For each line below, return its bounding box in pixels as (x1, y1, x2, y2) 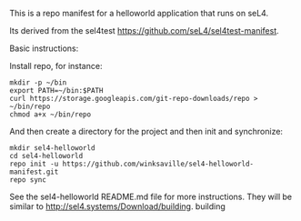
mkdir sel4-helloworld (9, 144, 95, 153)
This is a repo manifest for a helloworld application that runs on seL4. (9, 8, 269, 18)
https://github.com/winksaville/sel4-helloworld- (62, 159, 255, 168)
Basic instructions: (9, 43, 79, 54)
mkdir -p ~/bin (9, 78, 67, 87)
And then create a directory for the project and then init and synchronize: (9, 126, 284, 136)
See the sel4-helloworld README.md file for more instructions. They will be (9, 191, 293, 202)
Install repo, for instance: (9, 61, 103, 71)
